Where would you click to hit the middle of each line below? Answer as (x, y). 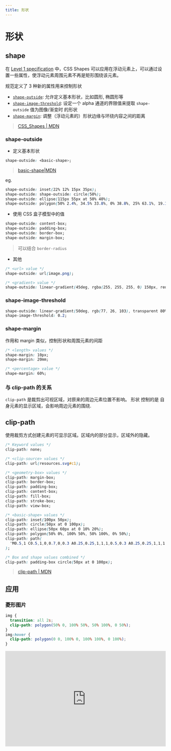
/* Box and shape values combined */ (45, 557)
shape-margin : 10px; (27, 355)
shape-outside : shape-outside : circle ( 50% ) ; (53, 194)
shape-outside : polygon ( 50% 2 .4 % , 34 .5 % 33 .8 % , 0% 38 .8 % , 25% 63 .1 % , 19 (84, 204)
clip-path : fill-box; (28, 496)
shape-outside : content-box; (36, 224)
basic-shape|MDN (37, 170)
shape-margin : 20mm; (27, 359)
